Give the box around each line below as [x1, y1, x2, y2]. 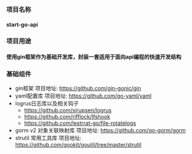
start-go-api [6, 21, 38, 28]
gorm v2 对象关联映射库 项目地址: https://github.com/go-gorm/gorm [15, 127, 186, 134]
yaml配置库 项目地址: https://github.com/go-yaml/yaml [15, 92, 152, 99]
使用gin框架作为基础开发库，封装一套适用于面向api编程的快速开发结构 [6, 53, 182, 61]
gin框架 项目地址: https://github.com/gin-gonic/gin [15, 85, 141, 92]
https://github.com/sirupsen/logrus [24, 107, 112, 114]
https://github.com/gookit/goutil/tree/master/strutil [15, 141, 142, 149]
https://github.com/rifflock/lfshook [24, 113, 111, 121]
